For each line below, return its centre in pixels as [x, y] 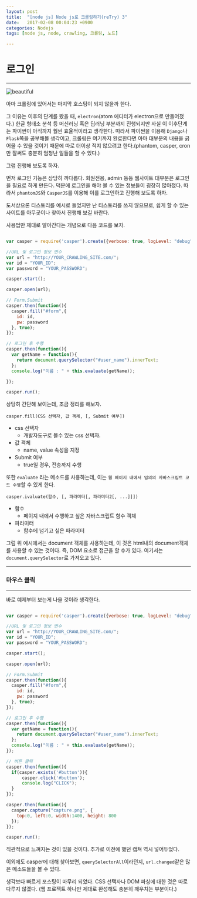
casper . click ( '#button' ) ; [53, 778]
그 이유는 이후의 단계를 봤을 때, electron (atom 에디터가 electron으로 [85, 116]
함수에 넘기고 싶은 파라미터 [54, 530]
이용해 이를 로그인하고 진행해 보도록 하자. [121, 193]
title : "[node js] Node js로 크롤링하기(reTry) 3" [67, 17]
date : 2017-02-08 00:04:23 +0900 [50, 22]
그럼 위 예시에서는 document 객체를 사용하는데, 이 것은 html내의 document [93, 543]
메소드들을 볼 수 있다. [36, 869]
